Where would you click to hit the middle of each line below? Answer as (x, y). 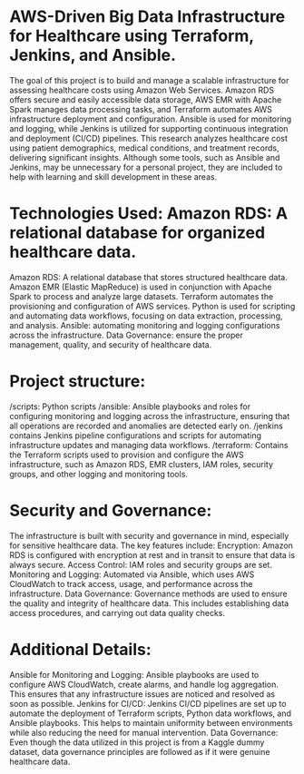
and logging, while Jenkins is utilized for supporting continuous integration (149, 128)
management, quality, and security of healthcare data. (111, 344)
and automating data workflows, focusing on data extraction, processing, (146, 316)
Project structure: (78, 382)
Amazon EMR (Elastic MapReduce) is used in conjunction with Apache (141, 287)
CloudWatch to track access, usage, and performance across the (131, 583)
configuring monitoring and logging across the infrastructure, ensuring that (150, 416)
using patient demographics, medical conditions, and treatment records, (144, 148)
